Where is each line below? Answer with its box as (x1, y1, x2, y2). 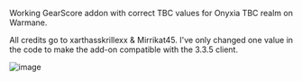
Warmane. (9, 17, 48, 28)
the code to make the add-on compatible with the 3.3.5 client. (9, 44, 239, 55)
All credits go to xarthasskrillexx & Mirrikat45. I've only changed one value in (9, 35, 294, 45)
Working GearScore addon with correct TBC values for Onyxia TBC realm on (9, 8, 293, 18)
